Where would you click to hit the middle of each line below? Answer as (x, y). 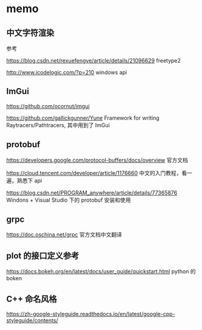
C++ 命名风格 (32, 299)
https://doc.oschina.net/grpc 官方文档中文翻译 (64, 235)
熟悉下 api (29, 180)
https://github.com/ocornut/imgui (48, 106)
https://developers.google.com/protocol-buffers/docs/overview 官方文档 (97, 160)
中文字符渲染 (30, 33)
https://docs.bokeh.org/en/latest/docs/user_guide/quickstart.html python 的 (101, 272)
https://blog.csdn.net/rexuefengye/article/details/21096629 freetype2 (93, 60)
